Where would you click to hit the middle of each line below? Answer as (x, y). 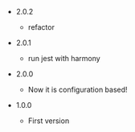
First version (49, 121)
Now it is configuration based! (78, 89)
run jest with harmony (64, 58)
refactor (41, 27)
